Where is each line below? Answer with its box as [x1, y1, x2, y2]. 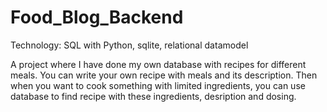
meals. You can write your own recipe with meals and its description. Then [10, 69, 318, 81]
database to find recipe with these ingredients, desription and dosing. [10, 90, 297, 102]
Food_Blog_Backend [10, 6, 184, 29]
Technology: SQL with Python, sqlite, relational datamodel [10, 39, 249, 51]
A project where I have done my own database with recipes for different [10, 58, 307, 70]
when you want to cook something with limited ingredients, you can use [10, 79, 306, 91]
